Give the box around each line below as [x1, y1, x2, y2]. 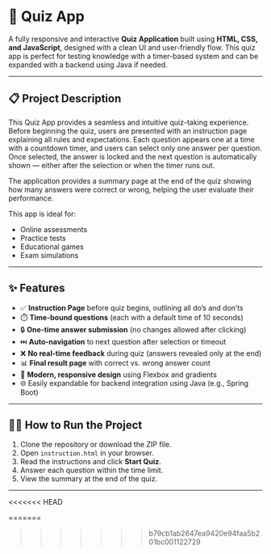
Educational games [19, 242, 85, 252]
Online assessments [19, 224, 88, 234]
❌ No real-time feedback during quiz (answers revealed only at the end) [19, 348, 262, 358]
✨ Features [8, 281, 65, 295]
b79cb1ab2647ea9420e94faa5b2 [148, 529, 261, 539]
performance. [8, 193, 54, 203]
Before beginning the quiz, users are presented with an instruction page [8, 125, 248, 136]
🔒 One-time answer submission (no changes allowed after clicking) [19, 324, 247, 334]
